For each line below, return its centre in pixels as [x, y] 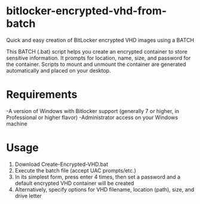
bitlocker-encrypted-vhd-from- [87, 11]
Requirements [42, 95]
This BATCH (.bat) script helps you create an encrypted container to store [97, 51]
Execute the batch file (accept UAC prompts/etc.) [75, 170]
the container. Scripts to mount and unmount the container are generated [96, 64]
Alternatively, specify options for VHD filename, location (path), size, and [104, 189]
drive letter [28, 196]
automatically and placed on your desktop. [59, 70]
